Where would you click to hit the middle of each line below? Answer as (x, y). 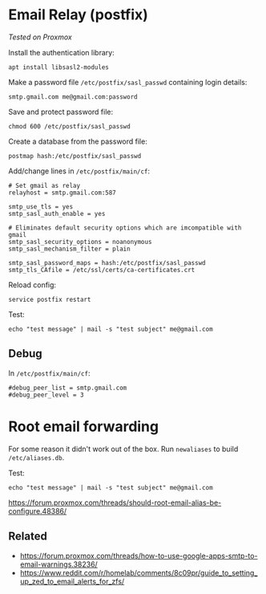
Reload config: (32, 285)
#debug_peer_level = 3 (46, 395)
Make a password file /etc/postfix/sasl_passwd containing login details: (128, 82)
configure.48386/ (38, 511)
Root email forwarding (83, 426)
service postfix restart (50, 299)
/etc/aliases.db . (36, 457)
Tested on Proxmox (40, 37)
